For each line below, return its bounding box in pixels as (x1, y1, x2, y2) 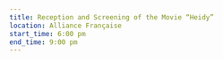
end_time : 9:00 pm (9, 37, 78, 47)
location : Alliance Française (9, 21, 123, 30)
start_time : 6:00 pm (9, 29, 87, 38)
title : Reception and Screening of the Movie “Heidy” (9, 12, 215, 22)
